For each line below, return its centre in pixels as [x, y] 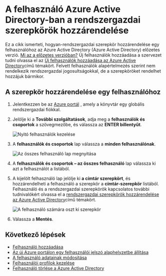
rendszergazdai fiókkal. [36, 109]
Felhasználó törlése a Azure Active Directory [58, 268]
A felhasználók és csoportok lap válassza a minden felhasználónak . [84, 144]
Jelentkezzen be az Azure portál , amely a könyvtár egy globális [78, 104]
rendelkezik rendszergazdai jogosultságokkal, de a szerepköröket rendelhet [83, 71]
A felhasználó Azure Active [63, 9]
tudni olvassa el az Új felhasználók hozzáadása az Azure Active [71, 60]
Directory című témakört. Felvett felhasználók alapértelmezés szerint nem [80, 66]
